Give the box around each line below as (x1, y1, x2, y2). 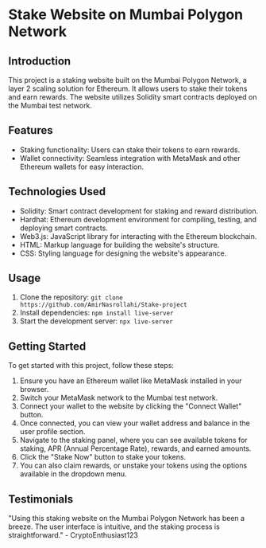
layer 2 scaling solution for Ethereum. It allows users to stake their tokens (8, 84, 248, 93)
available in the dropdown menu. (19, 469, 127, 479)
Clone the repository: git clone (19, 292, 123, 302)
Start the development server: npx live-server (19, 316, 173, 326)
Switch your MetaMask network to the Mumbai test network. (19, 393, 218, 403)
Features (8, 123, 53, 137)
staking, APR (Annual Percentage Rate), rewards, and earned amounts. (19, 444, 252, 453)
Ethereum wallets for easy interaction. (19, 162, 145, 171)
